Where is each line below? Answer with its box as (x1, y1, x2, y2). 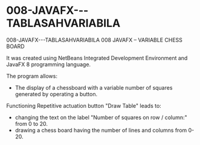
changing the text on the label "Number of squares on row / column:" (15, 114, 187, 121)
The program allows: (6, 72, 58, 79)
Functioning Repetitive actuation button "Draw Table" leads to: (6, 102, 161, 109)
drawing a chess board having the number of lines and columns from (15, 126, 187, 134)
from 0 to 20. (15, 120, 48, 127)
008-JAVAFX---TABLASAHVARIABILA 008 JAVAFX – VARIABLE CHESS (6, 36, 183, 43)
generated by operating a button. (15, 90, 98, 97)
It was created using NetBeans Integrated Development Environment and (6, 54, 188, 61)
